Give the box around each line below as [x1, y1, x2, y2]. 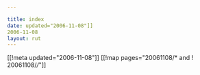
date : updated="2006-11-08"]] [7, 22, 94, 29]
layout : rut [7, 35, 41, 42]
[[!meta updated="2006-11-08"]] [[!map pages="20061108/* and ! [7, 54, 194, 62]
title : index [7, 16, 45, 22]
